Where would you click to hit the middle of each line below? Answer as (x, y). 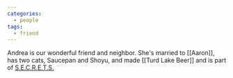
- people (26, 20)
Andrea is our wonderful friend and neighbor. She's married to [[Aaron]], (111, 53)
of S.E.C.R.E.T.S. (31, 68)
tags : (15, 26)
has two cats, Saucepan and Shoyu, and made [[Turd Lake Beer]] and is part (117, 61)
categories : (24, 14)
